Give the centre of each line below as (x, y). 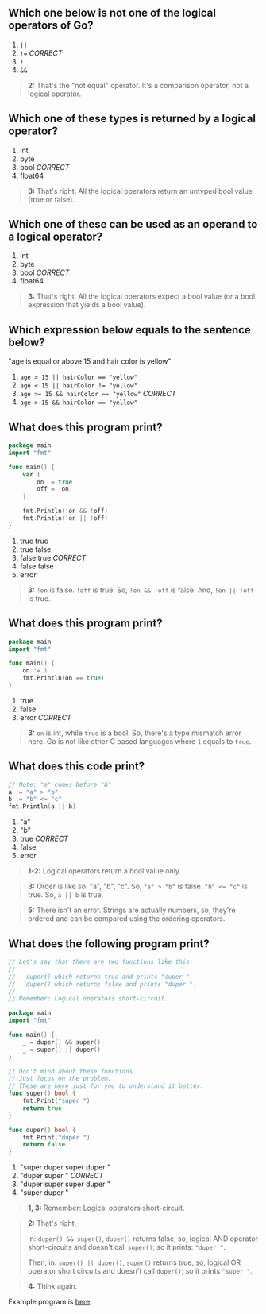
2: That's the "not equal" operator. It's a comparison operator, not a (138, 85)
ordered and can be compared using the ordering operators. (126, 919)
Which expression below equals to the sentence (130, 330)
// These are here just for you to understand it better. (106, 1086)
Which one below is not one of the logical (112, 13)
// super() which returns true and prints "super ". (101, 977)
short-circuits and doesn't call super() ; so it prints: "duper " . (127, 1247)
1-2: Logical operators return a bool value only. (104, 871)
